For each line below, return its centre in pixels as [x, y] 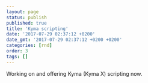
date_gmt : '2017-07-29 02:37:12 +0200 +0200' [64, 40]
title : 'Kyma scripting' [37, 29]
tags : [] [17, 57]
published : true [26, 23]
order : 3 [17, 51]
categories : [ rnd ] [29, 46]
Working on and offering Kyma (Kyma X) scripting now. [74, 73]
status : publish [26, 17]
